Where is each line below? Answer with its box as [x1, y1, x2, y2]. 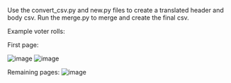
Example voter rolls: [7, 27, 65, 35]
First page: [7, 41, 39, 49]
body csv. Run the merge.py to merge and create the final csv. [7, 13, 189, 22]
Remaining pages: [7, 68, 60, 76]
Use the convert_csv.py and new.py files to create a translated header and [7, 6, 225, 14]
